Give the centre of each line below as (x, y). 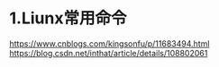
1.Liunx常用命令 (68, 18)
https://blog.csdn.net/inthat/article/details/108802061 (109, 53)
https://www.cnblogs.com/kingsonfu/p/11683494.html (109, 43)
